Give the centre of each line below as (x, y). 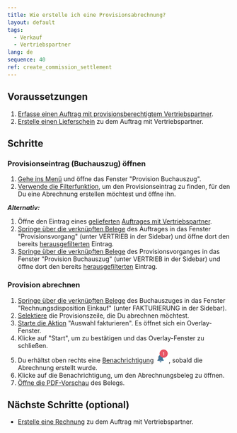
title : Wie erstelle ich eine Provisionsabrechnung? (87, 15)
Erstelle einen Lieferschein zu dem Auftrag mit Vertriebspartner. (110, 121)
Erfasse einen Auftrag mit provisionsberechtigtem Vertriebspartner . (115, 114)
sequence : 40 (27, 60)
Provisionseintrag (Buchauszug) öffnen (77, 163)
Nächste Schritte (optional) (68, 404)
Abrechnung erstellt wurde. (57, 367)
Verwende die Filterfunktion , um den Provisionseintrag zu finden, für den (124, 187)
